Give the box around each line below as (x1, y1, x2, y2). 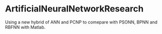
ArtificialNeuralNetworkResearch (5, 3, 144, 14)
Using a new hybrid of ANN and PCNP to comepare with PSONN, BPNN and (5, 19, 158, 25)
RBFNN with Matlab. (5, 24, 46, 30)
